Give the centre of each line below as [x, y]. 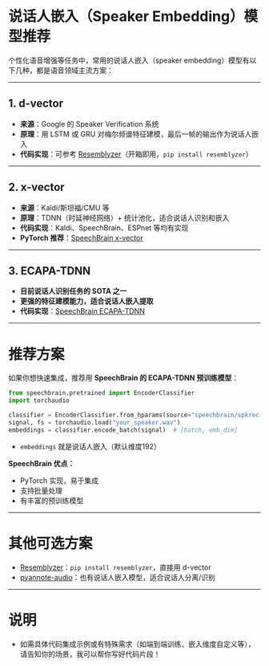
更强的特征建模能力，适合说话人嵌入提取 [86, 301]
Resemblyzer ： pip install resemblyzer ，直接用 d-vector [115, 567]
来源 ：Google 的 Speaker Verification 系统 [89, 124]
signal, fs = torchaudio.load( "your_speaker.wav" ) [94, 422]
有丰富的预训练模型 [52, 500]
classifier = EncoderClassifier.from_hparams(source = [100, 415]
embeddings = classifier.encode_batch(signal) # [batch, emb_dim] [123, 430]
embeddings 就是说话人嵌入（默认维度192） [90, 446]
